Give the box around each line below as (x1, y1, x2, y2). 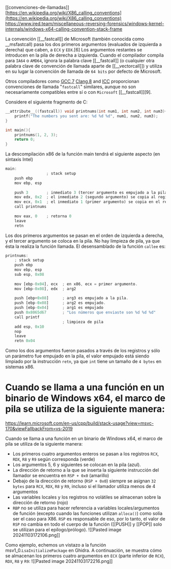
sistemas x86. (5, 364, 35, 370)
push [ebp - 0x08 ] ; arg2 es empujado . (14, 300, 106, 305)
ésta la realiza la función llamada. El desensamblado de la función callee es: (5, 243, 166, 249)
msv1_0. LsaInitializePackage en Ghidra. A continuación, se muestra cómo (5, 548, 162, 554)
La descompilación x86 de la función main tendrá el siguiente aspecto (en (5, 151, 160, 157)
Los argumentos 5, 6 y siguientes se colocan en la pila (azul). (12, 461, 141, 468)
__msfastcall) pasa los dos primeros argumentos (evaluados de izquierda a (5, 41, 162, 47)
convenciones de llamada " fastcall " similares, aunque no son (5, 84, 136, 90)
